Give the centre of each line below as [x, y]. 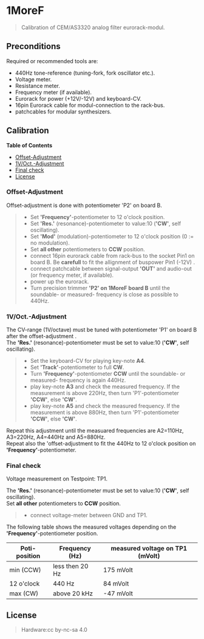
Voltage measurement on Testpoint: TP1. [57, 479]
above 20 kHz [73, 593]
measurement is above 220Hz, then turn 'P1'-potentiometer [104, 393]
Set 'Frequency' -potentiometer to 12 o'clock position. [97, 217]
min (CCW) [25, 570]
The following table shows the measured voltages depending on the [91, 527]
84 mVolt [116, 584]
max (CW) [24, 593]
